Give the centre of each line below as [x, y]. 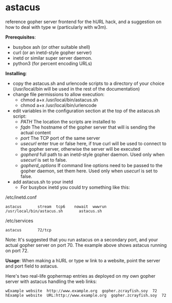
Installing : [16, 73]
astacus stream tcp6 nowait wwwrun [56, 207]
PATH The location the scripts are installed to [68, 121]
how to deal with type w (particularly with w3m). [56, 27]
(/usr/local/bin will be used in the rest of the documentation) [76, 88]
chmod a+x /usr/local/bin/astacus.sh [59, 100]
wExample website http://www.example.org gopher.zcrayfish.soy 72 [81, 291]
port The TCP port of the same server [60, 138]
